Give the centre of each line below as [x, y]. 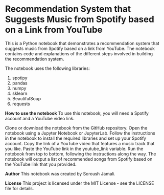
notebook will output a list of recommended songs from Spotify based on [79, 159]
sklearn [20, 93]
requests [21, 104]
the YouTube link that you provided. [41, 164]
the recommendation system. [35, 59]
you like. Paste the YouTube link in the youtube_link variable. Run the [74, 149]
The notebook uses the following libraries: [47, 68]
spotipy [20, 78]
